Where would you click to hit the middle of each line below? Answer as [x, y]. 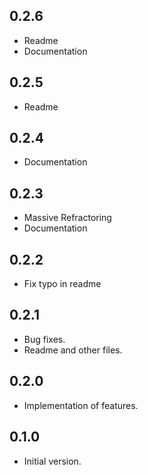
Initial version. [52, 461]
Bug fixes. [44, 339]
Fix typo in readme [62, 284]
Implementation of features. [81, 405]
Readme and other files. [73, 350]
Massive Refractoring [67, 218]
